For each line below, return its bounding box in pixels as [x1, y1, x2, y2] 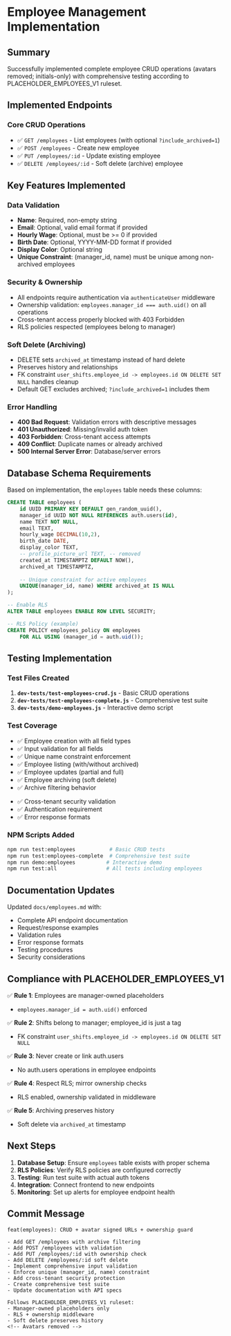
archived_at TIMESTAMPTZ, [19, 563, 95, 570]
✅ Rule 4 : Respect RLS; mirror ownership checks [7, 1079, 147, 1087]
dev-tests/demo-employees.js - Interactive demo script [17, 703, 174, 712]
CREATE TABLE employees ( [7, 499, 82, 506]
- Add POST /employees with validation [7, 1244, 122, 1252]
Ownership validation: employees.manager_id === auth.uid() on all [17, 300, 207, 308]
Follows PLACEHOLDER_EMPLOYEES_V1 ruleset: [7, 1299, 135, 1306]
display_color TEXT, [19, 544, 79, 551]
